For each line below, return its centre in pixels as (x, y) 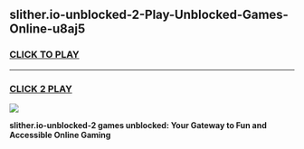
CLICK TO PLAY (44, 55)
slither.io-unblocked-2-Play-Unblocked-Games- (149, 15)
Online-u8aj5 (47, 29)
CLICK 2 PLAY (41, 88)
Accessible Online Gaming (60, 135)
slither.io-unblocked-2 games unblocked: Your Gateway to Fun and (138, 125)
